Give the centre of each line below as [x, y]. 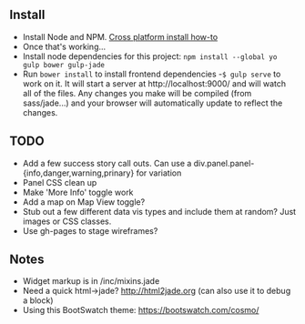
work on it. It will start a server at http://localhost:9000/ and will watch [154, 83]
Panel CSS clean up [60, 182]
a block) [38, 300]
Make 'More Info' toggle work [78, 192]
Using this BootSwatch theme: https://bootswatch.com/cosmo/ [141, 310]
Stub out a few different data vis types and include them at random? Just [159, 211]
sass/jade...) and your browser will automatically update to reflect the [152, 103]
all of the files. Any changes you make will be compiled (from [137, 93]
